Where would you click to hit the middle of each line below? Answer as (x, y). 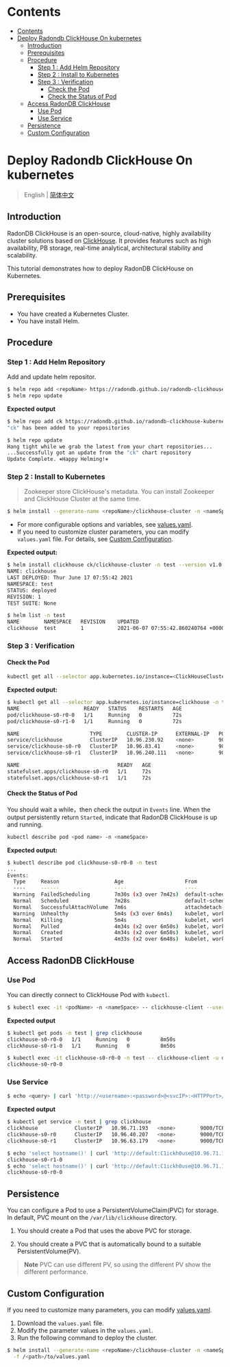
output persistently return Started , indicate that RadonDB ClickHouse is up (112, 817)
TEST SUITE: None (32, 603)
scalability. (22, 255)
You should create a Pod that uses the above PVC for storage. (104, 1231)
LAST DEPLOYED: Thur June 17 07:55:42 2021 (70, 578)
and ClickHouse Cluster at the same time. (82, 499)
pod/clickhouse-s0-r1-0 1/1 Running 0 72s (95, 721)
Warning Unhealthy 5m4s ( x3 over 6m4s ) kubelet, (112, 914)
